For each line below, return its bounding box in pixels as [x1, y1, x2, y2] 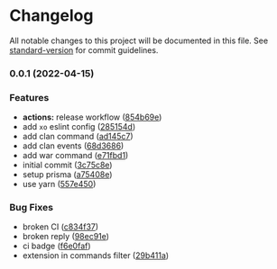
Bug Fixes [9, 202, 54, 214]
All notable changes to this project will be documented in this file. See [9, 35, 269, 46]
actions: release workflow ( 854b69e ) [22, 112, 162, 122]
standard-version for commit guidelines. [9, 44, 159, 55]
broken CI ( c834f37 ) [22, 221, 99, 232]
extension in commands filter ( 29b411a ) [22, 250, 170, 261]
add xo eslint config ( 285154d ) [22, 121, 136, 132]
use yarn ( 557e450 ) [22, 179, 97, 190]
